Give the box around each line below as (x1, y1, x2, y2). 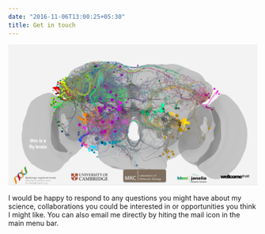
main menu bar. (8, 218, 59, 228)
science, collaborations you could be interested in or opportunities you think (8, 202, 256, 211)
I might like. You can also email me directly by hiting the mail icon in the (8, 209, 240, 219)
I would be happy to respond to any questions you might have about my (8, 193, 242, 202)
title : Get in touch (8, 21, 77, 29)
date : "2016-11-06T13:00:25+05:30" (8, 13, 126, 21)
